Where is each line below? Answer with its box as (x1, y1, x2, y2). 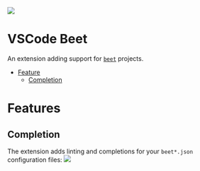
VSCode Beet (7, 31, 88, 47)
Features (7, 100, 61, 117)
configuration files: (7, 155, 62, 164)
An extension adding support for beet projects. (7, 54, 144, 63)
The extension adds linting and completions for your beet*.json (7, 147, 194, 155)
